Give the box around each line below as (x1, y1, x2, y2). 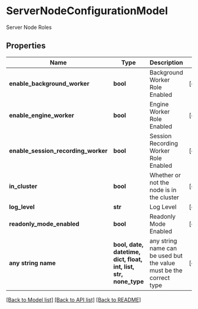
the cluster (149, 193, 180, 201)
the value (149, 259, 176, 267)
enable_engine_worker (9, 111, 75, 119)
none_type (113, 277, 144, 285)
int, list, (113, 262, 134, 271)
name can (149, 244, 177, 252)
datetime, (113, 248, 141, 256)
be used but (149, 251, 183, 259)
